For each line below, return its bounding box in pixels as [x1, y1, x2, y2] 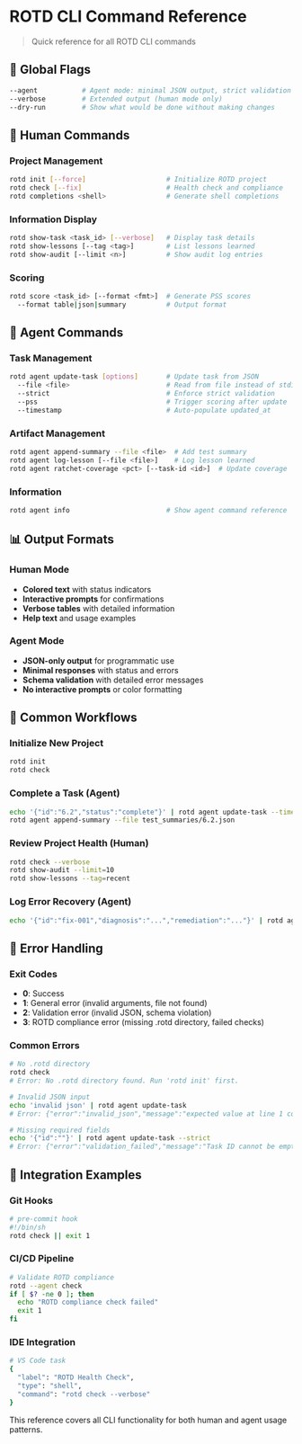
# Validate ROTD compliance [9, 1272, 115, 1282]
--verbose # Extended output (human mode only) [9, 94, 223, 103]
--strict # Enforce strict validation [17, 389, 276, 398]
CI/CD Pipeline [9, 1252, 75, 1265]
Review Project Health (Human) [9, 837, 149, 850]
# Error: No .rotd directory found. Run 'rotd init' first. [9, 1076, 240, 1085]
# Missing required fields [9, 1126, 111, 1135]
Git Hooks [9, 1194, 54, 1207]
